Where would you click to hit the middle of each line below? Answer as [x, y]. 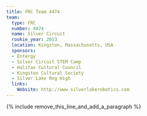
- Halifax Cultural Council [47, 67]
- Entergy [24, 56]
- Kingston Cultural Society [48, 73]
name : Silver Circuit [39, 34]
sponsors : [24, 51]
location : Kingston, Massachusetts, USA [62, 45]
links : [20, 84]
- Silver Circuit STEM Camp [47, 62]
